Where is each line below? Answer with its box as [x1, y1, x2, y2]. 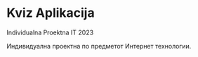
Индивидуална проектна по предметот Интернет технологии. [6, 42, 192, 50]
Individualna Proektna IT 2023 [6, 28, 94, 37]
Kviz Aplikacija [6, 5, 95, 21]
